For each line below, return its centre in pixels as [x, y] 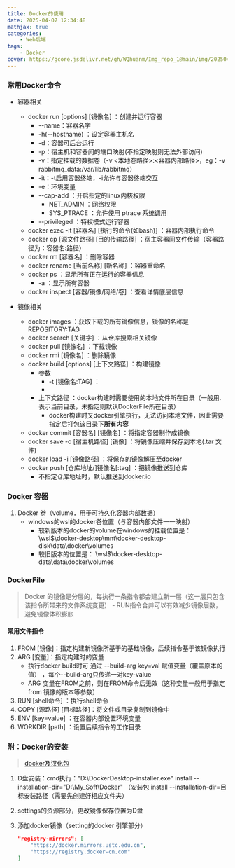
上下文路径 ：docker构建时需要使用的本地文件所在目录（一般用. [130, 398]
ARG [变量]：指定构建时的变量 [61, 656]
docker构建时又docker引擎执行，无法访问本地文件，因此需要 [136, 415]
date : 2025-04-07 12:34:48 [47, 20]
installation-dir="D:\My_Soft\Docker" [70, 787]
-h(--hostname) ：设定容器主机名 [86, 135]
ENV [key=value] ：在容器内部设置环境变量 [79, 718]
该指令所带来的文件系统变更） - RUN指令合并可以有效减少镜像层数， [123, 605]
